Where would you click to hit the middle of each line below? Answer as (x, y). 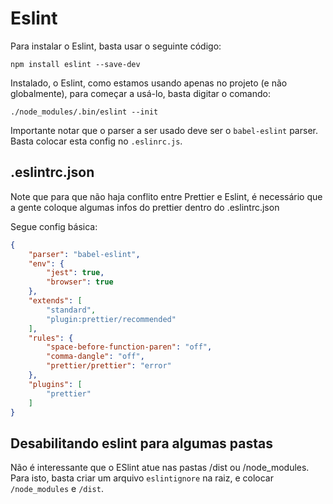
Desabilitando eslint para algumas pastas (141, 443)
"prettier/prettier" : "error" (109, 366)
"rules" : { (51, 338)
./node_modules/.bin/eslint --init (84, 112)
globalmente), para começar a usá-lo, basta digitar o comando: (140, 93)
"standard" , (71, 310)
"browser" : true (80, 282)
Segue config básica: (54, 226)
